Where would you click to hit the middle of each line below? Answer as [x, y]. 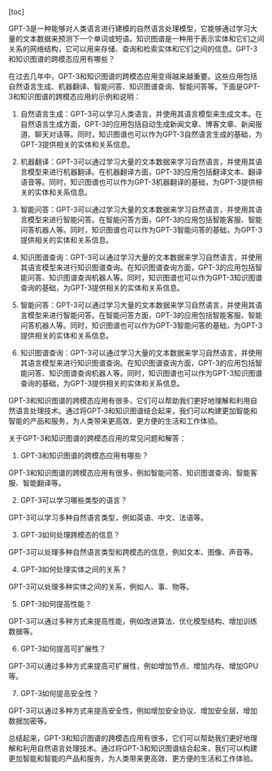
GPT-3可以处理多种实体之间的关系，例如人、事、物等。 [101, 586]
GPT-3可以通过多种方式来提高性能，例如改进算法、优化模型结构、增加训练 [133, 621]
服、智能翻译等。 [37, 483]
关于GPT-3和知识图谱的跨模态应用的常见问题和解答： [97, 438]
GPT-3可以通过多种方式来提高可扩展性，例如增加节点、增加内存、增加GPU [134, 666]
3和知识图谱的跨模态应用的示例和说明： [75, 96]
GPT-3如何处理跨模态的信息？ [70, 535]
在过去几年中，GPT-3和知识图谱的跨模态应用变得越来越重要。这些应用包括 [133, 76]
